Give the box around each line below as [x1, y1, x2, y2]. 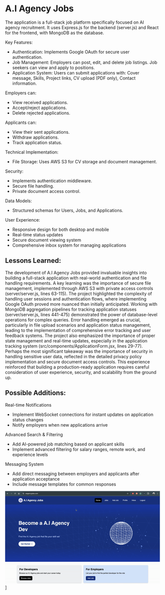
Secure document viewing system [12, 237, 82, 243]
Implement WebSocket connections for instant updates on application [12, 411, 154, 417]
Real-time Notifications [5, 402, 52, 408]
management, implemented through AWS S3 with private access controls [5, 285, 153, 291]
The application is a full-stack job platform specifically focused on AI [5, 19, 144, 25]
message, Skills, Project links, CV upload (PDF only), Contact [12, 75, 136, 81]
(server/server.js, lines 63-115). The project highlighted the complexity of [5, 291, 152, 297]
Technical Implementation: [5, 149, 59, 155]
